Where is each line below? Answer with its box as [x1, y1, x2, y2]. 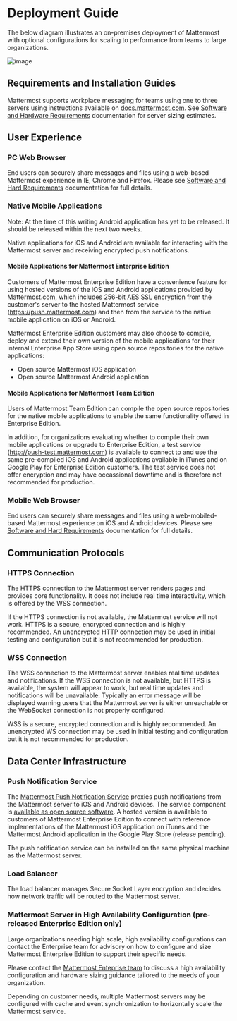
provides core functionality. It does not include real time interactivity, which [7, 592, 226, 600]
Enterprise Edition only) [39, 919, 122, 929]
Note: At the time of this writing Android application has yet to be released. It [7, 217, 230, 226]
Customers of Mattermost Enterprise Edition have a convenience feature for [7, 277, 228, 286]
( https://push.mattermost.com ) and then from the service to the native [7, 307, 212, 316]
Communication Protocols [7, 546, 125, 558]
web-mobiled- [175, 511, 217, 520]
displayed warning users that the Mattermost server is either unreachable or [7, 699, 229, 707]
